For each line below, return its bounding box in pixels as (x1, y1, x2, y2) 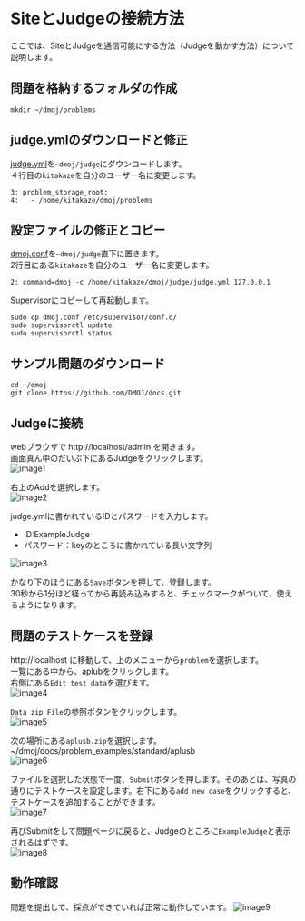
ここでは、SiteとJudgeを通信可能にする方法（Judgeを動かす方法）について (10, 40, 294, 51)
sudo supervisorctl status (10, 329, 113, 338)
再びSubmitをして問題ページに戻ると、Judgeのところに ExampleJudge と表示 (10, 825, 291, 836)
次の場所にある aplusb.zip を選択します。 (10, 735, 162, 746)
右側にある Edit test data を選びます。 (10, 676, 154, 687)
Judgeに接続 (10, 415, 84, 431)
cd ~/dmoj (10, 381, 48, 390)
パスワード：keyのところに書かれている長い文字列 (23, 540, 212, 550)
